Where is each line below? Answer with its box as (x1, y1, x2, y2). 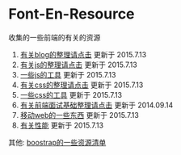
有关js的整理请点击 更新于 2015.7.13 (19, 60, 137, 69)
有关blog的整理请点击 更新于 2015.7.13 (19, 49, 147, 59)
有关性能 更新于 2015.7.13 (19, 120, 103, 130)
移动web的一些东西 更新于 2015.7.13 (19, 110, 139, 119)
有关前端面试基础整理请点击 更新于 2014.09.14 (19, 100, 174, 110)
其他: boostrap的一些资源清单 (8, 137, 107, 147)
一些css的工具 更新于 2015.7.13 (19, 90, 123, 99)
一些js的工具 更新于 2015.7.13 (19, 69, 116, 79)
